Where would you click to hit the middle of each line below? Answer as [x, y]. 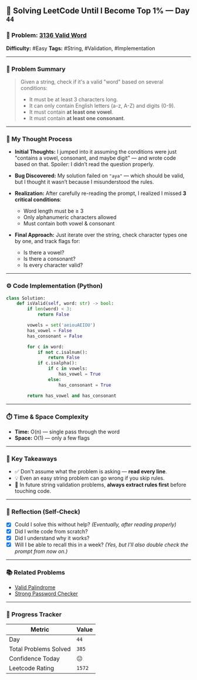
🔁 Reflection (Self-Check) [43, 512]
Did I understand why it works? [52, 538]
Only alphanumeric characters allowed [70, 217]
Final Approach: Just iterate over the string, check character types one [101, 235]
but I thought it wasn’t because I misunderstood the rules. [84, 182]
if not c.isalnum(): [62, 352]
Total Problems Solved [40, 649]
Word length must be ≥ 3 [53, 211]
